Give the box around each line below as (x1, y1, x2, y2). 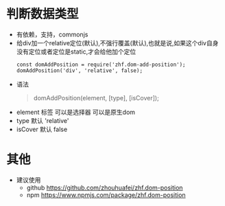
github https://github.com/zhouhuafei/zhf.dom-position (26, 183, 183, 192)
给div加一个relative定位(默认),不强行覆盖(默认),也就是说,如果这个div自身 (16, 38, 219, 47)
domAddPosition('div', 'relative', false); (16, 67, 143, 74)
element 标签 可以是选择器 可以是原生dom (16, 108, 135, 116)
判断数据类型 (6, 6, 80, 22)
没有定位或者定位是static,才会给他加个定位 (16, 47, 137, 56)
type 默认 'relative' (16, 116, 69, 124)
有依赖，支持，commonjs (16, 30, 88, 38)
